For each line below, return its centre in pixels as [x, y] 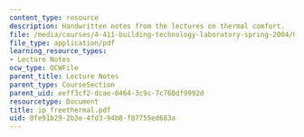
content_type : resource [54, 18]
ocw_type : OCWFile [44, 68]
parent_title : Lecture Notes [64, 77]
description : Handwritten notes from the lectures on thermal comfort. [147, 26]
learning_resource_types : [58, 51]
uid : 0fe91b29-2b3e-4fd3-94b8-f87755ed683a [93, 118]
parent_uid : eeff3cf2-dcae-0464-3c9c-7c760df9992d [107, 93]
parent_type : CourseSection [62, 85]
